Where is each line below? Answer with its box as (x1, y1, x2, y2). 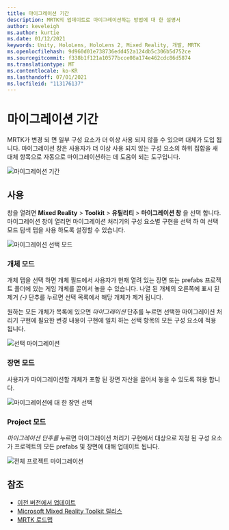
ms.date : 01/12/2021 (7, 36, 66, 42)
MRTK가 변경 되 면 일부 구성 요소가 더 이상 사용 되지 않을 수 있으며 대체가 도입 (7, 136, 215, 144)
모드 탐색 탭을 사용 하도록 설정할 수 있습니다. (7, 226, 126, 234)
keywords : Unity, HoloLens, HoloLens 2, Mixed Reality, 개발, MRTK (7, 42, 200, 49)
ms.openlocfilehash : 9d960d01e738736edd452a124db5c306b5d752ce (7, 49, 191, 55)
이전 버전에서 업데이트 (16, 498, 77, 507)
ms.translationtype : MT (7, 61, 75, 68)
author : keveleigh (7, 23, 59, 29)
